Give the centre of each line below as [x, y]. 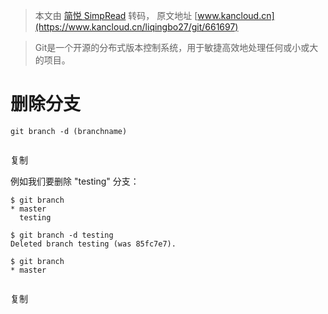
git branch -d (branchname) [69, 131]
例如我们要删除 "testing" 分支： [75, 181]
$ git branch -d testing [62, 235]
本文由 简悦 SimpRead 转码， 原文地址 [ [116, 15]
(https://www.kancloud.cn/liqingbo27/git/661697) [136, 27]
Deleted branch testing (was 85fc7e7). [93, 244]
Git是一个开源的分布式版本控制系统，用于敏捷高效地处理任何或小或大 [176, 47]
